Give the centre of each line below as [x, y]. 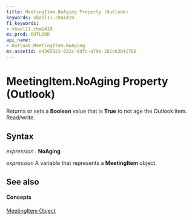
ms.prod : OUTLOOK [28, 35]
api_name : [19, 40]
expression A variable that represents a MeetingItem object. [81, 163]
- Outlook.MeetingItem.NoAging [46, 46]
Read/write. [21, 117]
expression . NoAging [33, 151]
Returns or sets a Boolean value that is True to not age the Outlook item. [97, 111]
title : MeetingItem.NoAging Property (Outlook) [68, 12]
